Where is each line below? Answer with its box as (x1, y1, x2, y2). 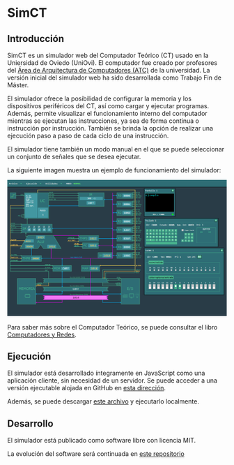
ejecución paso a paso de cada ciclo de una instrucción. (7, 131, 169, 140)
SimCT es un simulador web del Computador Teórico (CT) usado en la (7, 51, 209, 59)
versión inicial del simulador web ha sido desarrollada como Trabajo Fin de (7, 73, 221, 82)
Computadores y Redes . (7, 330, 77, 339)
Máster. (7, 81, 29, 89)
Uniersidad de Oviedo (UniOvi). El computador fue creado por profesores (7, 59, 218, 67)
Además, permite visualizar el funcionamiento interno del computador (7, 110, 208, 117)
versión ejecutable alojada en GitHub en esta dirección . (7, 384, 166, 392)
